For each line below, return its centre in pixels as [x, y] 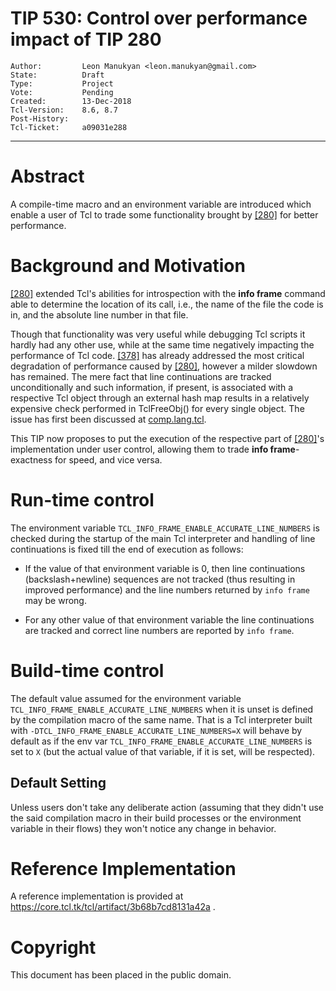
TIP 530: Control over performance [159, 18]
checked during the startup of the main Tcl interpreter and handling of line [163, 538]
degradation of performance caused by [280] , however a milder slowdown [164, 366]
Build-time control [87, 670]
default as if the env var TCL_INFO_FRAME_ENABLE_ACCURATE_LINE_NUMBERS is [161, 741]
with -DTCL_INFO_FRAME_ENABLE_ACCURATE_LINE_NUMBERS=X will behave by [156, 730]
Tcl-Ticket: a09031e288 [69, 127]
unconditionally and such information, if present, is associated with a [152, 387]
